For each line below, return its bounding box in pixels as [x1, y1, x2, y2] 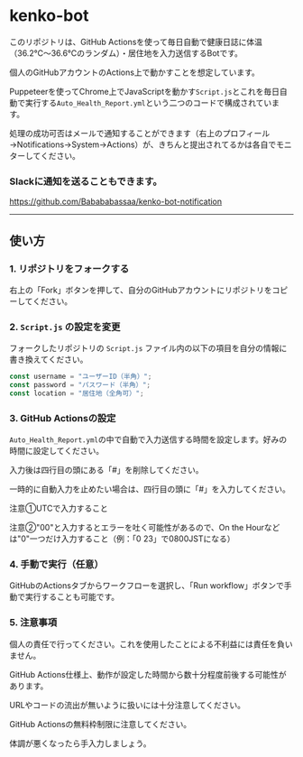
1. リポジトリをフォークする [9, 263, 130, 275]
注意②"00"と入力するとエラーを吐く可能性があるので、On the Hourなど [9, 522, 280, 533]
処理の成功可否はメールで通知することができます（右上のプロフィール [9, 127, 271, 138]
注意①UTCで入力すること [9, 503, 108, 514]
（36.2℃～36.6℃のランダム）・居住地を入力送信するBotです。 [9, 47, 243, 59]
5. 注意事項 [9, 616, 58, 629]
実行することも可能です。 [24, 592, 120, 603]
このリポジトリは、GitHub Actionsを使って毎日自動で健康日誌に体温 [9, 36, 263, 47]
